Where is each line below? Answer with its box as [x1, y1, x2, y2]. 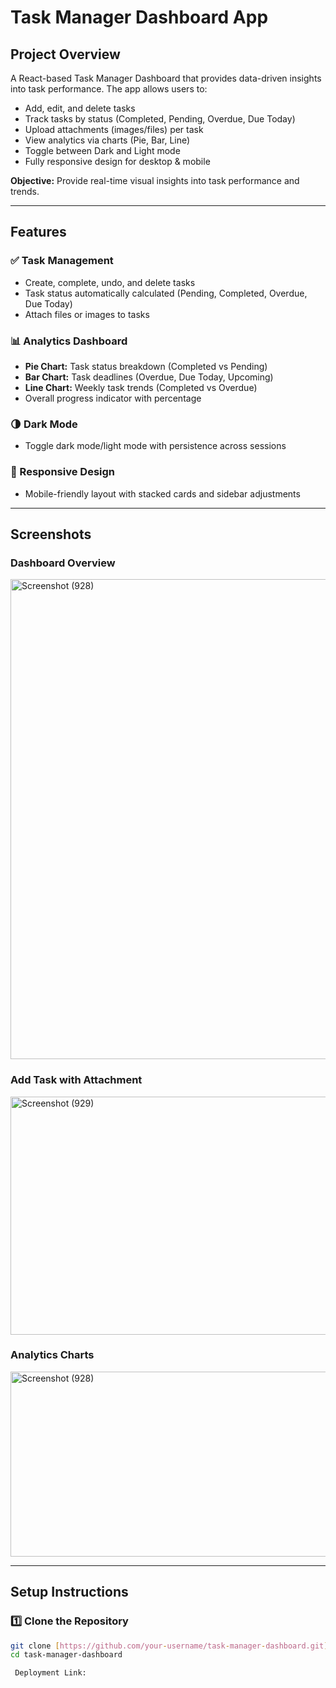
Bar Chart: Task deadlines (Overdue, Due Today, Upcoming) [24, 371, 274, 383]
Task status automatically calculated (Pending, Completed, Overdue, [24, 287, 308, 299]
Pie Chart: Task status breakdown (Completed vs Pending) [24, 360, 268, 372]
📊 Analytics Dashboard [10, 334, 128, 348]
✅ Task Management [10, 254, 114, 268]
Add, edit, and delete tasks [24, 102, 136, 114]
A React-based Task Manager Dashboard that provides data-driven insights [10, 72, 322, 84]
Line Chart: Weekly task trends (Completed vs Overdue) [24, 381, 258, 393]
